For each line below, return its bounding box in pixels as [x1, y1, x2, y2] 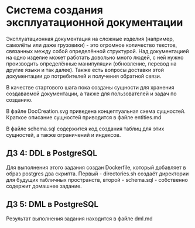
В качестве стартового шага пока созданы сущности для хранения [6, 84, 175, 91]
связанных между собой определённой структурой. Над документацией [6, 47, 189, 54]
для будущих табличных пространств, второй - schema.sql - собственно [6, 176, 189, 183]
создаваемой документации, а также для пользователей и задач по [6, 90, 177, 97]
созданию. [6, 96, 33, 103]
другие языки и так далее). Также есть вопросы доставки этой [6, 66, 164, 73]
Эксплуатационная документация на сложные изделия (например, [6, 35, 175, 42]
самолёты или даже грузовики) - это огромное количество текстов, [6, 42, 177, 49]
